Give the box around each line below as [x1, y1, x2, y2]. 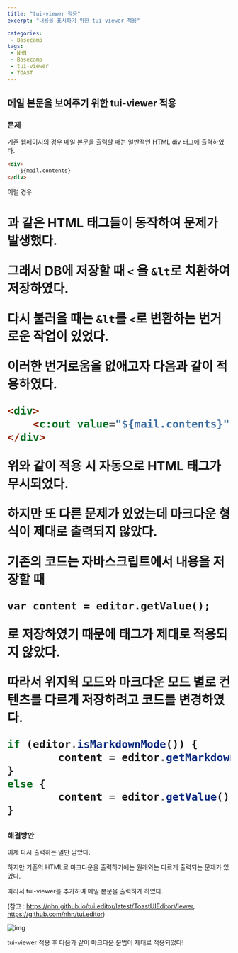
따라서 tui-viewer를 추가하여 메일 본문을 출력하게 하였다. [7, 887, 164, 896]
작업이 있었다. [33, 329, 109, 344]
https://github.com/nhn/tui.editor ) [7, 910, 106, 918]
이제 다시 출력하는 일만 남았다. [7, 848, 91, 857]
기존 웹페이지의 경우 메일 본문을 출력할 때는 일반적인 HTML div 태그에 [7, 137, 200, 146]
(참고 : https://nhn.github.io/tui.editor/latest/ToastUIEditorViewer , [7, 902, 195, 910]
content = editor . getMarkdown [57, 751, 236, 765]
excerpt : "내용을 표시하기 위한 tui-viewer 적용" [7, 17, 140, 24]
